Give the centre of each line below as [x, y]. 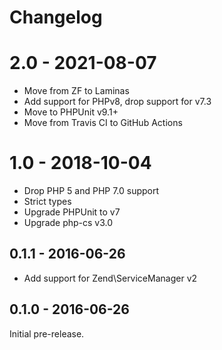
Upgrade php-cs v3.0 [68, 223]
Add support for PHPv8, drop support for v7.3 [117, 102]
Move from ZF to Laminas [76, 91]
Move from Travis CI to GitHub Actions [103, 123]
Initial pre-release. [47, 333]
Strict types [47, 202]
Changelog [56, 17]
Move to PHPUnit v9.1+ [71, 112]
